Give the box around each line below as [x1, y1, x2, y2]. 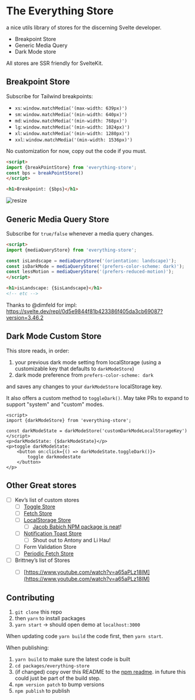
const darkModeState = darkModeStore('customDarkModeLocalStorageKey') [6, 427, 187, 434]
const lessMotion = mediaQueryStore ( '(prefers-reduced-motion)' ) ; [6, 269, 174, 275]
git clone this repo [14, 608, 62, 615]
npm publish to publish [14, 687, 70, 695]
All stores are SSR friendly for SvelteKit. [6, 60, 103, 67]
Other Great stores [6, 480, 77, 490]
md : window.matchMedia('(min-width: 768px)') [14, 117, 128, 124]
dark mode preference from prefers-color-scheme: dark [14, 371, 153, 379]
